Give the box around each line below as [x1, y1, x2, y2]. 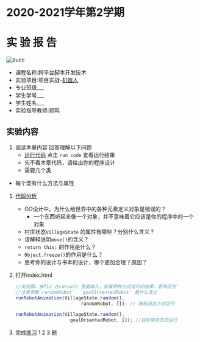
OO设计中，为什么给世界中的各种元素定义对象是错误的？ [24, 205, 166, 212]
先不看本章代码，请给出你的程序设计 [24, 159, 116, 166]
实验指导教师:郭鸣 [15, 107, 60, 114]
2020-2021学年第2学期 [6, 5, 125, 19]
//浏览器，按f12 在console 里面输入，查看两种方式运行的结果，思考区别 [15, 284, 177, 290]
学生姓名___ [15, 99, 45, 106]
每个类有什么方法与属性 [15, 179, 74, 186]
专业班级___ [15, 84, 45, 91]
